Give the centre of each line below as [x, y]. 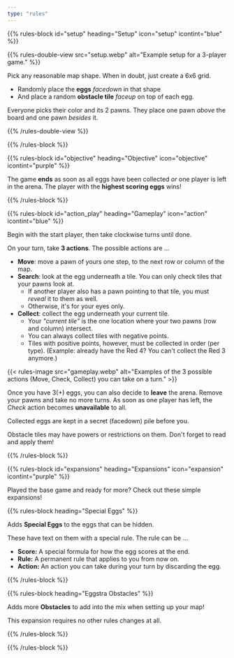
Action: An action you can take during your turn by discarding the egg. [119, 566]
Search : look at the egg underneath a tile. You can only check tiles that [119, 276]
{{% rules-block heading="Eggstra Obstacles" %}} [80, 593]
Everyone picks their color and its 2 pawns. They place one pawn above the [116, 110]
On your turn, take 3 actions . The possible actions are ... [88, 248]
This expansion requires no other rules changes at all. [85, 620]
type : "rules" [28, 14]
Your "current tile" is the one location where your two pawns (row [122, 321]
